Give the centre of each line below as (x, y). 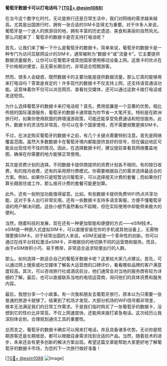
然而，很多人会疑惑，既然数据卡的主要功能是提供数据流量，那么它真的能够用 (83, 77)
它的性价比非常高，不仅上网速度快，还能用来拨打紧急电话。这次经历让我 (88, 313)
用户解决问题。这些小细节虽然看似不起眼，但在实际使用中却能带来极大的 (88, 206)
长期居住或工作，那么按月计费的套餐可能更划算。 (59, 183)
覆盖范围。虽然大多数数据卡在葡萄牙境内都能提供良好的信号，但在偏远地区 (81, 142)
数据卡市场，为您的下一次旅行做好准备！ (59, 348)
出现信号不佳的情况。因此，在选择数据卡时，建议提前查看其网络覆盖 (83, 148)
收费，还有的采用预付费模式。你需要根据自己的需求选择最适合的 (96, 171)
